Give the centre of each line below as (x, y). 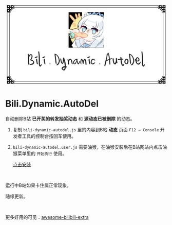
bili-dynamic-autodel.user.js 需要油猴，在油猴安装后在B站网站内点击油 (90, 147)
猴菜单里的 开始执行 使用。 (40, 153)
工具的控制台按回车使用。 (49, 136)
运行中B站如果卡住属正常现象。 (39, 185)
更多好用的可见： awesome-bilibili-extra (47, 217)
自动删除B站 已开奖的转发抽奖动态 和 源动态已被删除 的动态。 (70, 118)
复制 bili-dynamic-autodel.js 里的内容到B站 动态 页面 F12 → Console (86, 129)
